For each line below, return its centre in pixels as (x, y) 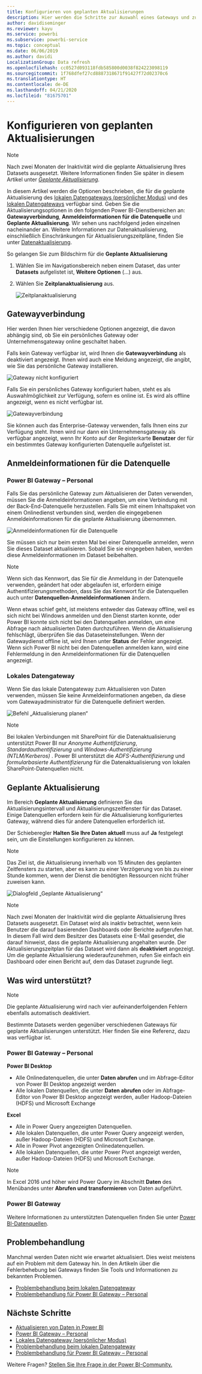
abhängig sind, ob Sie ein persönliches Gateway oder (73, 335)
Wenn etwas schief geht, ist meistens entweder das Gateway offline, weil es (101, 609)
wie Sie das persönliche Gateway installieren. (63, 366)
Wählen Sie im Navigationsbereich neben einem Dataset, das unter (98, 265)
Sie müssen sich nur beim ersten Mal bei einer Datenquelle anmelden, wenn (100, 543)
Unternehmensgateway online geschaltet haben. (67, 341)
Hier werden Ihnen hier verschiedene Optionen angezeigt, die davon (91, 328)
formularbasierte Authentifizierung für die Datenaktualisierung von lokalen (99, 762)
